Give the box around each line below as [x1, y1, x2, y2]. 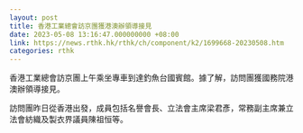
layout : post [9, 13, 59, 22]
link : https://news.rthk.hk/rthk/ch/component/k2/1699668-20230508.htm [9, 38, 284, 48]
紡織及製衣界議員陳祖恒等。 [24, 114, 128, 125]
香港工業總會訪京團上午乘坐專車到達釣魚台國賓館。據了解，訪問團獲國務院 [9, 73, 286, 84]
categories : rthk [9, 47, 75, 56]
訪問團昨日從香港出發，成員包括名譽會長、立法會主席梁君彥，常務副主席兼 [9, 102, 286, 113]
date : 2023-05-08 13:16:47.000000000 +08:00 [9, 30, 179, 39]
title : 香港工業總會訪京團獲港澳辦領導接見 [9, 22, 152, 31]
